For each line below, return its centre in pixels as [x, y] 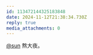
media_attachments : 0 [33, 28]
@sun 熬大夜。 [25, 46]
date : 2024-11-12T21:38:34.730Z [46, 17]
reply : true [21, 22]
